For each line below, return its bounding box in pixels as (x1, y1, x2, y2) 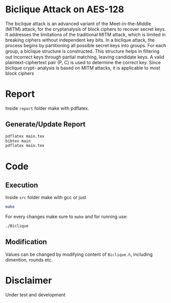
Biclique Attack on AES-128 (5, 4, 124, 15)
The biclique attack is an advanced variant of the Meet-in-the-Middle (5, 21, 152, 27)
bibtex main (5, 138, 31, 144)
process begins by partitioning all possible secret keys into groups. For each (5, 42, 166, 48)
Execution (5, 180, 38, 189)
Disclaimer (5, 275, 52, 287)
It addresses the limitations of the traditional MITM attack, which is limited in (5, 31, 166, 37)
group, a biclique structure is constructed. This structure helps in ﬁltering (5, 48, 160, 54)
